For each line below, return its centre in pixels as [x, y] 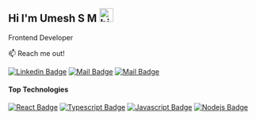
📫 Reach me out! [36, 53]
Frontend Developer [41, 37]
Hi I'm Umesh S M [53, 19]
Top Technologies [38, 90]
